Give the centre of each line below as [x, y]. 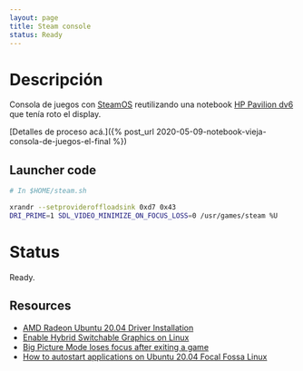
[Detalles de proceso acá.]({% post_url [82, 132]
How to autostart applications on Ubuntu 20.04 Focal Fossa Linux [145, 356]
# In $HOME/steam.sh [49, 191]
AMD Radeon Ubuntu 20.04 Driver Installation [108, 327]
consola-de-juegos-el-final [60, 142]
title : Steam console [50, 26]
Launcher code [53, 170]
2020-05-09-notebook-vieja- [211, 132]
